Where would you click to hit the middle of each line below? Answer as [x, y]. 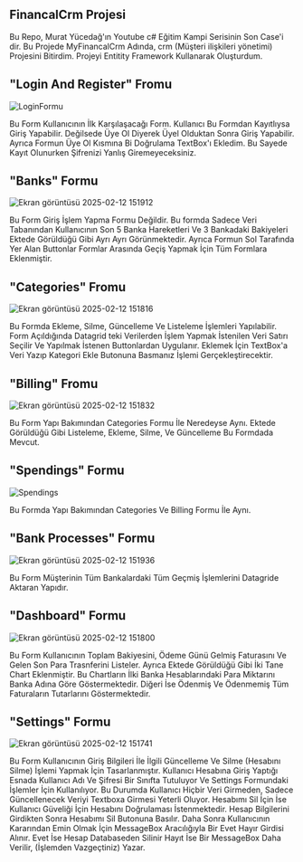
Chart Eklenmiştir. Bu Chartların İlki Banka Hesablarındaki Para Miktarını [142, 674]
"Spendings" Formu [67, 471]
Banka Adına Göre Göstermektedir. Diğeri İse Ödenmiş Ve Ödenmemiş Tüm [149, 684]
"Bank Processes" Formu [82, 539]
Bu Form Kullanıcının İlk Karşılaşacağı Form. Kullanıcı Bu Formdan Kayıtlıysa [150, 123]
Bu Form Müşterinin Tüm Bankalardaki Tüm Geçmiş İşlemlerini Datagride [144, 577]
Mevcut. [25, 442]
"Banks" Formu [54, 181]
